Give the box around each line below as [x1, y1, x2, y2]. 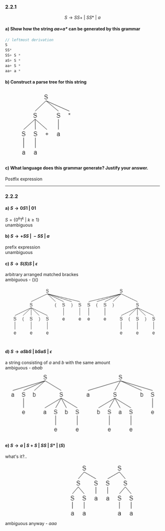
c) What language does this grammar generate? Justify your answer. [5, 165, 149, 171]
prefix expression [5, 244, 41, 250]
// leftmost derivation [5, 37, 54, 42]
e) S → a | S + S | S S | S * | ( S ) [5, 442, 65, 448]
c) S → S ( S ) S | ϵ [5, 260, 38, 266]
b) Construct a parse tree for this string [5, 79, 87, 85]
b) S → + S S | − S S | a [5, 233, 50, 239]
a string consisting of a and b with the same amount [5, 360, 110, 365]
